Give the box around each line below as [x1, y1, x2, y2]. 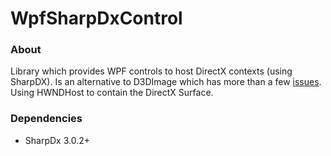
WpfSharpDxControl [10, 7, 183, 30]
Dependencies [10, 112, 83, 126]
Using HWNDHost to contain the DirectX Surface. [10, 87, 214, 99]
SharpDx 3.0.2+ [24, 134, 90, 146]
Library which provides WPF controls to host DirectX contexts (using [10, 65, 293, 77]
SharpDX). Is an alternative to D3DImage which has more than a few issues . [10, 76, 322, 88]
